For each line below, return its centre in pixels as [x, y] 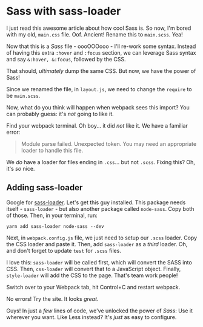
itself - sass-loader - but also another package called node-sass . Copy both [100, 208]
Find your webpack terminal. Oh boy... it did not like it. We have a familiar [97, 125]
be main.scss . [23, 95]
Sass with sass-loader [64, 11]
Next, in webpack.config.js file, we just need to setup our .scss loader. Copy [102, 238]
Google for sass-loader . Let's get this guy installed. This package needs [96, 202]
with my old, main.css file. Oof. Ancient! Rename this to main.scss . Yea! [95, 34]
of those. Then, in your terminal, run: [52, 215]
